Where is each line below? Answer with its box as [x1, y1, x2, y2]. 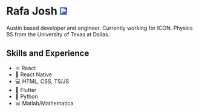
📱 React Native [15, 71, 53, 78]
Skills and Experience [6, 48, 90, 59]
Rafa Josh [6, 4, 57, 18]
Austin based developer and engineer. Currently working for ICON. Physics [6, 24, 194, 31]
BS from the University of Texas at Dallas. [6, 30, 110, 38]
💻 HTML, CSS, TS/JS [15, 77, 70, 85]
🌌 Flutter [15, 86, 37, 93]
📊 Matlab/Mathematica [15, 99, 74, 107]
